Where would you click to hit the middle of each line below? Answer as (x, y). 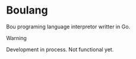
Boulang (27, 10)
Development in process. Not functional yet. (60, 49)
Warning (16, 38)
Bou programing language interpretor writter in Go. (68, 27)
